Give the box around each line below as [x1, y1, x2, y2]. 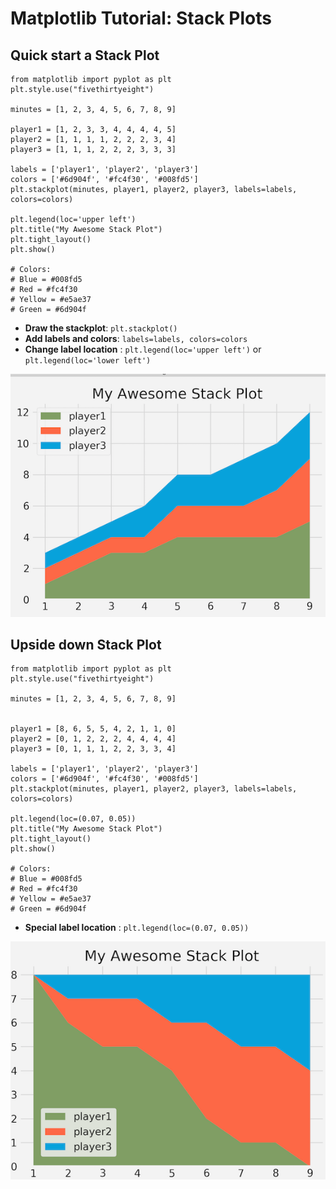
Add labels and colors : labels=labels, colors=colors [24, 333, 248, 344]
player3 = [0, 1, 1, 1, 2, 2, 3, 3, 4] [10, 744, 177, 754]
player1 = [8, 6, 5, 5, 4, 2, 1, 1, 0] [10, 724, 177, 734]
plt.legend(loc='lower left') [24, 356, 152, 366]
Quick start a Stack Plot [10, 47, 160, 64]
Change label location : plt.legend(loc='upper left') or [24, 343, 262, 355]
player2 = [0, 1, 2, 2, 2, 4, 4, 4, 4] [10, 734, 177, 744]
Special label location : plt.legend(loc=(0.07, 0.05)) [24, 922, 250, 934]
